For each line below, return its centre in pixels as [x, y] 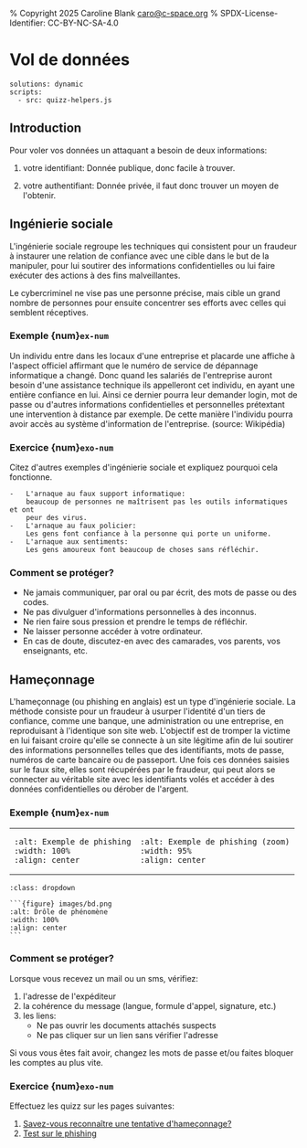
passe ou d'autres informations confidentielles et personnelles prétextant [147, 404]
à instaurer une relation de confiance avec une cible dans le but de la [139, 256]
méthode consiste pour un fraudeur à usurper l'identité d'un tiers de [138, 711]
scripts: [26, 92]
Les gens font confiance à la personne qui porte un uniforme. [149, 534]
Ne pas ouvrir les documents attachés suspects [126, 1025]
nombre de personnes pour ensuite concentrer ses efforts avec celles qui [148, 303]
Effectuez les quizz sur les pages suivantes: [92, 1106]
